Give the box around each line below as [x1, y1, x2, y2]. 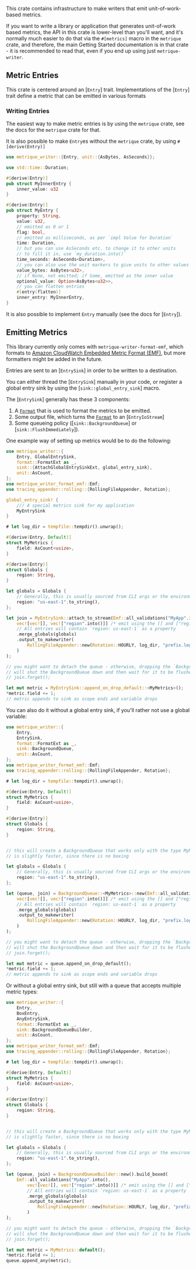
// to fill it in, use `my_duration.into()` [16, 251, 127, 257]
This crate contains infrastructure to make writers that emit [6, 5, 148, 12]
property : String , [16, 213, 61, 219]
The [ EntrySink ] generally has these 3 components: [6, 396, 130, 403]
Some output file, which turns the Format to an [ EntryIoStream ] [14, 413, 164, 420]
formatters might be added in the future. [6, 355, 103, 362]
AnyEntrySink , [16, 1016, 51, 1022]
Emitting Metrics [6, 328, 68, 338]
